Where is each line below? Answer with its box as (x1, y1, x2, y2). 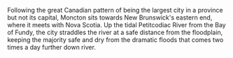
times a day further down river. (7, 43, 97, 51)
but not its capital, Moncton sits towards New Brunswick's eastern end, (7, 13, 213, 22)
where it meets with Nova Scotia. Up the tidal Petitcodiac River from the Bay (7, 21, 226, 29)
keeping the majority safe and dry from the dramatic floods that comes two (7, 36, 224, 44)
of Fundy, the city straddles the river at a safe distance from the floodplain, (7, 28, 223, 36)
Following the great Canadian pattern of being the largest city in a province (7, 6, 223, 14)
